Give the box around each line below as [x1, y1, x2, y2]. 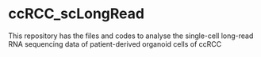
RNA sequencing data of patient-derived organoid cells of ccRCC [8, 39, 222, 48]
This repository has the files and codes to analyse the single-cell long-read [8, 31, 254, 40]
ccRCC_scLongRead [8, 5, 145, 23]
